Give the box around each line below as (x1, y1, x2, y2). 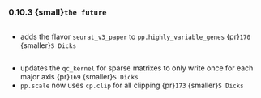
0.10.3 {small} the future (8, 6, 107, 18)
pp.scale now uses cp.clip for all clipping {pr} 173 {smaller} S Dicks (19, 80, 245, 91)
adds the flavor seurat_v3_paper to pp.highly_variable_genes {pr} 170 (19, 32, 251, 42)
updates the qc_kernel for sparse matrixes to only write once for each (19, 63, 254, 73)
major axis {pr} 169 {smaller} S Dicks (19, 72, 139, 82)
